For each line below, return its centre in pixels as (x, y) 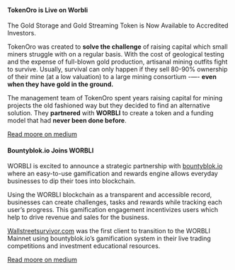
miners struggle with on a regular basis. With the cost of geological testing (116, 54)
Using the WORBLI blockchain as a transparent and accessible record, (110, 195)
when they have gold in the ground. (61, 84)
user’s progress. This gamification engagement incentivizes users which (113, 210)
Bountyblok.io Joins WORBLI (51, 150)
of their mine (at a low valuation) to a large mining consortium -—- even (112, 77)
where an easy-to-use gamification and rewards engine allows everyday (113, 174)
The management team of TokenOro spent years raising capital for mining (115, 98)
